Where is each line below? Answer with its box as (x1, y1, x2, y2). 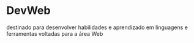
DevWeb (6, 4, 51, 18)
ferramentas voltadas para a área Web (6, 30, 103, 37)
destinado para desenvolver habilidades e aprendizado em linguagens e (6, 24, 188, 31)
